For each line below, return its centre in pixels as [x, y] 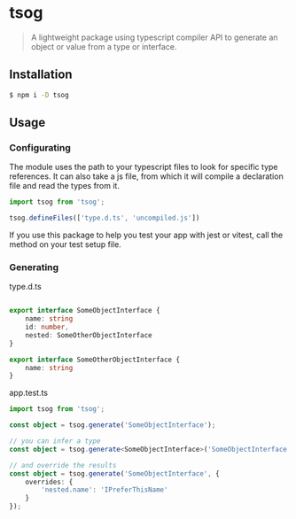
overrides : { [49, 482]
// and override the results [63, 465]
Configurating [40, 147]
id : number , [47, 327]
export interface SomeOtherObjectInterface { [94, 360]
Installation [41, 75]
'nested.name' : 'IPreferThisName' [105, 490]
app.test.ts [29, 393]
